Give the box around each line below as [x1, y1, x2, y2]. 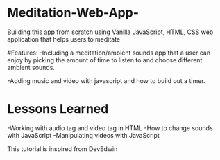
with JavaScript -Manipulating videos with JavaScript [7, 131, 160, 139]
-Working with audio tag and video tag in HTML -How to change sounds [7, 123, 213, 132]
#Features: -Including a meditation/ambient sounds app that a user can [7, 48, 210, 57]
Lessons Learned [7, 101, 109, 117]
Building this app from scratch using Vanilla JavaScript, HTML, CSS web [7, 28, 214, 36]
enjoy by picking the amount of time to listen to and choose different [7, 55, 203, 64]
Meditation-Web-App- [7, 5, 139, 21]
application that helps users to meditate [7, 35, 121, 43]
